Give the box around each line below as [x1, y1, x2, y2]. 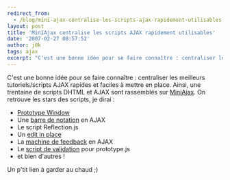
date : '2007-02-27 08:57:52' [7, 36, 90, 42]
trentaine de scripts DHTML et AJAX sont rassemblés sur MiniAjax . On [7, 88, 206, 96]
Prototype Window [16, 108, 71, 116]
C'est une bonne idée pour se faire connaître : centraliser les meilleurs [7, 73, 205, 81]
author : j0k [7, 42, 41, 49]
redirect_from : [7, 10, 51, 17]
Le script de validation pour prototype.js [16, 144, 130, 153]
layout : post [7, 23, 44, 29]
